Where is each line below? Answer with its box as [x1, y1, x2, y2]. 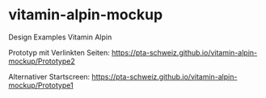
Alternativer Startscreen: [8, 71, 91, 81]
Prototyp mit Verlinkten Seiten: [8, 47, 111, 57]
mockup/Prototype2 [8, 56, 75, 66]
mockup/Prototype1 [8, 80, 74, 90]
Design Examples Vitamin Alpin [8, 32, 112, 42]
